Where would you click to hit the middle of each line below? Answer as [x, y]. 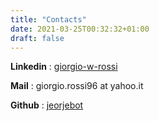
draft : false [37, 38]
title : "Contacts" [48, 19]
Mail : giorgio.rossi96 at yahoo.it [77, 86]
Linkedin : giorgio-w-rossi [64, 67]
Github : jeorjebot [47, 105]
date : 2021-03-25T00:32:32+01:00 [80, 29]
